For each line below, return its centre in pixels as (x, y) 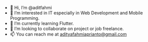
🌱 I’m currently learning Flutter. (42, 23)
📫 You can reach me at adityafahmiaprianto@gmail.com (68, 34)
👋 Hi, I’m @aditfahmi (31, 8)
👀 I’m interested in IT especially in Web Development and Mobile (76, 13)
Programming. (25, 18)
